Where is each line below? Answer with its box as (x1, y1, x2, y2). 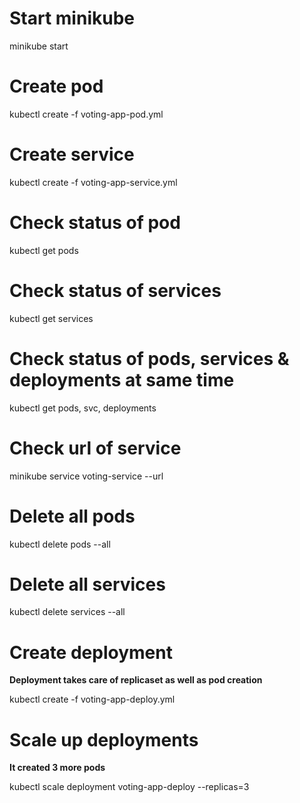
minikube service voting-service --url (9, 470, 164, 482)
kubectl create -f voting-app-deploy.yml (9, 693, 176, 706)
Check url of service (9, 437, 182, 459)
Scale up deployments (9, 728, 199, 751)
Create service (9, 143, 135, 166)
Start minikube (9, 7, 135, 30)
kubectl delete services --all (9, 606, 126, 618)
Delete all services (9, 573, 166, 596)
